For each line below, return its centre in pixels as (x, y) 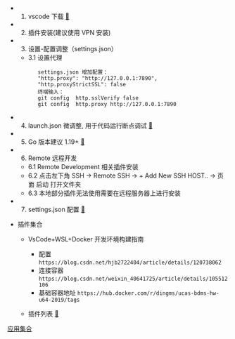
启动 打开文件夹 (59, 184)
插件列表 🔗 (43, 314)
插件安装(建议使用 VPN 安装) (69, 33)
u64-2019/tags (59, 300)
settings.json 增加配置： (73, 72)
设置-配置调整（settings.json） (72, 49)
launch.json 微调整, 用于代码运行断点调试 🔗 (90, 126)
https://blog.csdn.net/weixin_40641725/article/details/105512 (133, 279)
